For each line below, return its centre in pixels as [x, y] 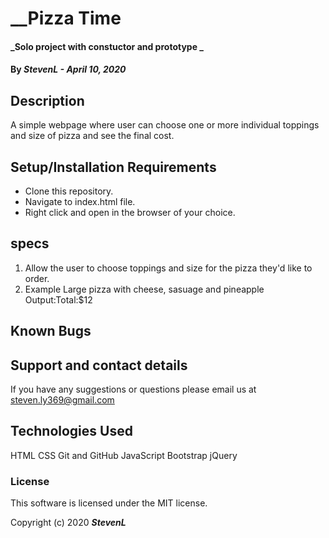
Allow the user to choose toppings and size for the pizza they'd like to [168, 268]
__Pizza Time [66, 18]
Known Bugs [51, 331]
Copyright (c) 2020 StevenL [68, 523]
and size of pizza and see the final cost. [92, 136]
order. [37, 278]
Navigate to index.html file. [80, 201]
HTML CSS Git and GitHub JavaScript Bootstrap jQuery [124, 455]
